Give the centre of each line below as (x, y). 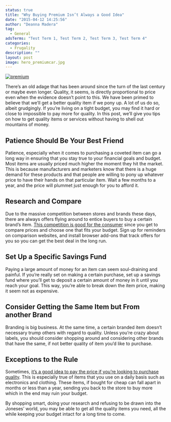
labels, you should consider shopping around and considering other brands (84, 338)
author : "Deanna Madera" (32, 24)
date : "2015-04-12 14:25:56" (36, 19)
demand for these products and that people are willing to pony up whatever (85, 175)
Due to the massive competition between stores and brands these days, (81, 214)
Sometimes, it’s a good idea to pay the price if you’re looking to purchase (82, 372)
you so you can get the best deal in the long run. (56, 241)
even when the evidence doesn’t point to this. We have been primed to (80, 97)
